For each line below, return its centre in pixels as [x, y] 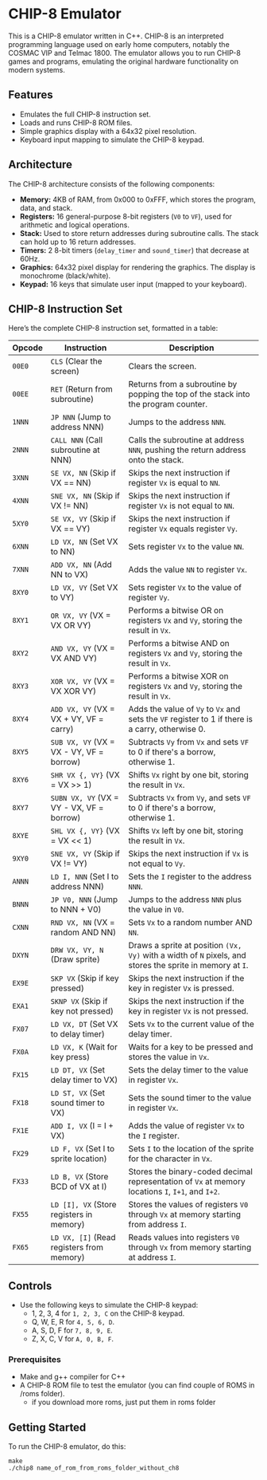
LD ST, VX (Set [78, 1093]
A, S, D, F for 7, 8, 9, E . [72, 1330]
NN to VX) [70, 575]
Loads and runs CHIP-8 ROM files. [76, 122]
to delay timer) [77, 1034]
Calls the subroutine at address [186, 440]
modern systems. [37, 69]
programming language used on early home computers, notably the [119, 44]
